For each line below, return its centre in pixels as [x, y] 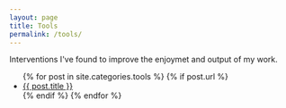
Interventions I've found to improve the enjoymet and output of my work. [144, 60]
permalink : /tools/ [46, 34]
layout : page [34, 17]
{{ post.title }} [48, 87]
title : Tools [34, 26]
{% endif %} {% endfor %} [72, 96]
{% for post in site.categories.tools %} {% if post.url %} [125, 77]
